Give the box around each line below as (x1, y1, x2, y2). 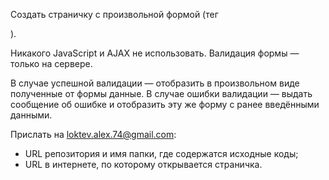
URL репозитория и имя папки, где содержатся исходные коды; (24, 148, 299, 159)
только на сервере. (10, 58, 93, 69)
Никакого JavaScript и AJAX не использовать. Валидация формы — (10, 47, 300, 59)
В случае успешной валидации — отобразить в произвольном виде (10, 77, 300, 89)
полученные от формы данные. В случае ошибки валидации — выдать (10, 88, 313, 99)
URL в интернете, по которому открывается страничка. (24, 159, 263, 170)
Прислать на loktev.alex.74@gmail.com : (10, 129, 177, 140)
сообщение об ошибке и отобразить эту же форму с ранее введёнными (10, 99, 320, 110)
